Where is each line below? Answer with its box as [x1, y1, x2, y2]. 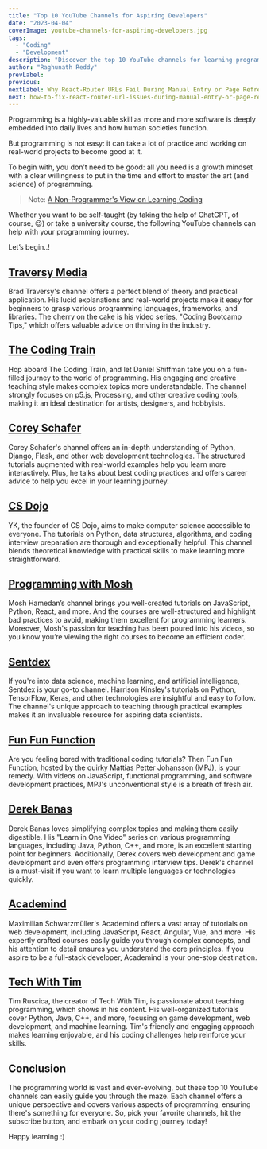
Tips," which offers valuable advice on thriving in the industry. [8, 320, 211, 330]
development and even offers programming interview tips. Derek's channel [8, 857, 253, 867]
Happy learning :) [8, 1132, 65, 1142]
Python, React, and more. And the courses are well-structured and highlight [8, 607, 256, 616]
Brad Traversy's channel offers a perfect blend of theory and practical [8, 287, 238, 297]
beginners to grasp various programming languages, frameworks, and [8, 304, 238, 313]
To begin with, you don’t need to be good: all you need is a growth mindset [8, 162, 253, 172]
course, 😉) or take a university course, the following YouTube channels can [8, 219, 257, 228]
